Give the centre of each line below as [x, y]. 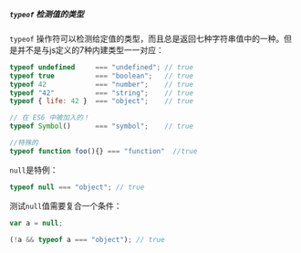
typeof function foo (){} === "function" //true [104, 151]
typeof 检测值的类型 [47, 14]
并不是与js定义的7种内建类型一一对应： [90, 49]
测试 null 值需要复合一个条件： [66, 206]
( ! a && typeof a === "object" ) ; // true [88, 239]
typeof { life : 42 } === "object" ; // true [102, 101]
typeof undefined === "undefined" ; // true [102, 67]
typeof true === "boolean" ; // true [102, 76]
